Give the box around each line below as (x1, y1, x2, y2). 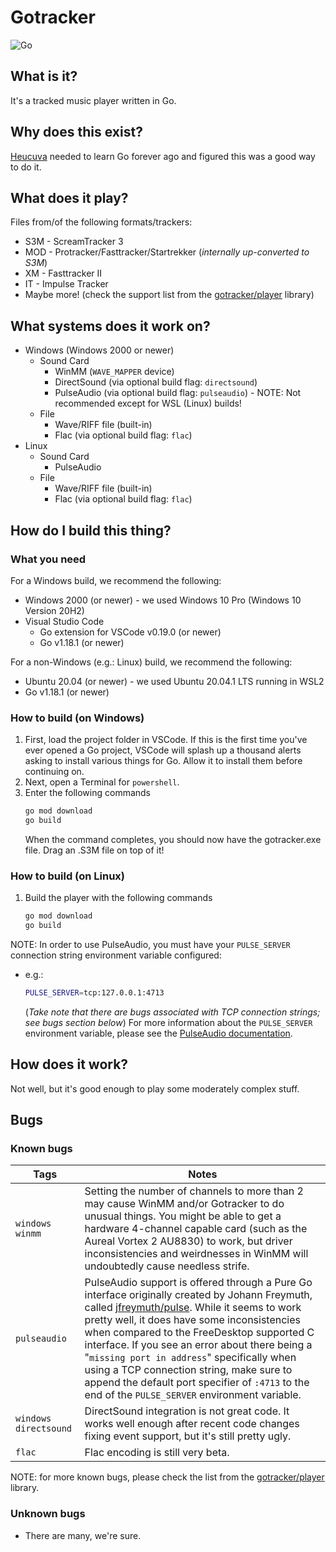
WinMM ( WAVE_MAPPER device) (54, 366, 175, 378)
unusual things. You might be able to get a (84, 1209, 282, 1223)
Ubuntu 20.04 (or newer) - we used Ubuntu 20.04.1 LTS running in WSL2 (24, 675, 325, 687)
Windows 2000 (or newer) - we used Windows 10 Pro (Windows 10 (24, 594, 302, 606)
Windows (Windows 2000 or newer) (24, 344, 175, 356)
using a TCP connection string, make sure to (84, 1363, 293, 1377)
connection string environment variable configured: (10, 949, 222, 961)
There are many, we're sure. (24, 1529, 142, 1541)
